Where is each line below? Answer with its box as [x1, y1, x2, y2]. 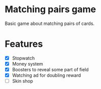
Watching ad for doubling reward [12, 72, 81, 78]
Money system [12, 61, 44, 67]
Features [5, 38, 43, 50]
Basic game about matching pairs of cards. [5, 20, 95, 26]
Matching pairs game [5, 4, 96, 15]
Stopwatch [12, 55, 35, 61]
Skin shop [12, 78, 33, 84]
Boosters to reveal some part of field [12, 67, 89, 72]
